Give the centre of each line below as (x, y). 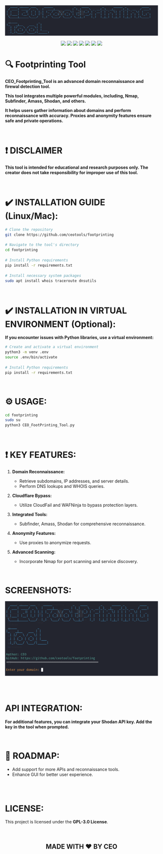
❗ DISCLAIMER (34, 151)
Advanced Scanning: (34, 552)
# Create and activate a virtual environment (52, 347)
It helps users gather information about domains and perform (68, 110)
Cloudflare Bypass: (32, 496)
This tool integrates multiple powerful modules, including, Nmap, (72, 96)
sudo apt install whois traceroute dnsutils (51, 281)
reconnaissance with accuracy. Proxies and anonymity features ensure (78, 115)
